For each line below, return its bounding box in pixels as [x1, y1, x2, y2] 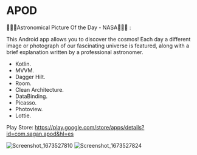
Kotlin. [15, 60, 32, 67]
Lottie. [15, 112, 32, 119]
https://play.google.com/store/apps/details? [34, 123, 145, 131]
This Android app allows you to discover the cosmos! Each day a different [6, 35, 191, 43]
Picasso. [15, 98, 37, 106]
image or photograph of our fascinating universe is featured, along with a [6, 42, 190, 49]
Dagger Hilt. [15, 73, 46, 80]
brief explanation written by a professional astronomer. [6, 48, 143, 55]
